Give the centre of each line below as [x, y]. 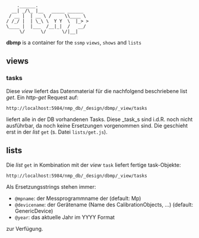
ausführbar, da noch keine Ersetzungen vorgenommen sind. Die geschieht [97, 125]
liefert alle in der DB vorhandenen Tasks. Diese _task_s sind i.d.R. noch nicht [99, 119]
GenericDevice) [34, 211]
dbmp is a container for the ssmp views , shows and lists [74, 42]
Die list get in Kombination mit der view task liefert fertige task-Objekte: [94, 165]
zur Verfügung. [25, 229]
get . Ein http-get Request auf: [42, 97]
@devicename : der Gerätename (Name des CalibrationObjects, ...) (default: [104, 204]
